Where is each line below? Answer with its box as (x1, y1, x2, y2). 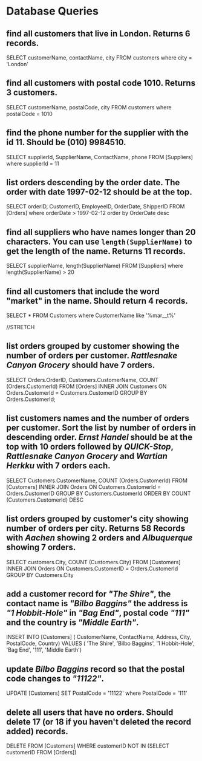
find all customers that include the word (6, 286, 160, 296)
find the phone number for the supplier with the (6, 128, 189, 138)
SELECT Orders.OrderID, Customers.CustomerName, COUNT (6, 376, 159, 383)
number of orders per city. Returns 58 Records (6, 524, 186, 534)
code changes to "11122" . (6, 673, 105, 684)
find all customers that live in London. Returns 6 (6, 29, 191, 39)
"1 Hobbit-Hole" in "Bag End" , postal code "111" (6, 607, 190, 618)
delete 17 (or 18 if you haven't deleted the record (6, 717, 192, 727)
